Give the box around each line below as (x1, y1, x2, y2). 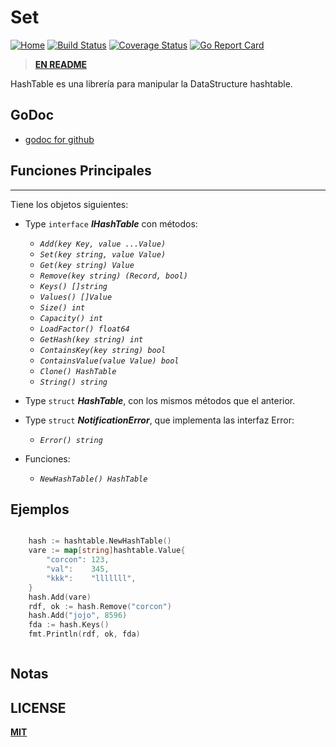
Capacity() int (39, 313, 103, 323)
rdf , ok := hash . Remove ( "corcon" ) (28, 601, 172, 611)
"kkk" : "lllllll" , (46, 573, 137, 583)
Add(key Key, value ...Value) (39, 239, 167, 249)
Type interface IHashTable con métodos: (24, 217, 198, 230)
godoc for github (24, 133, 95, 145)
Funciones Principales (10, 162, 152, 180)
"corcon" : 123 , (46, 555, 110, 565)
